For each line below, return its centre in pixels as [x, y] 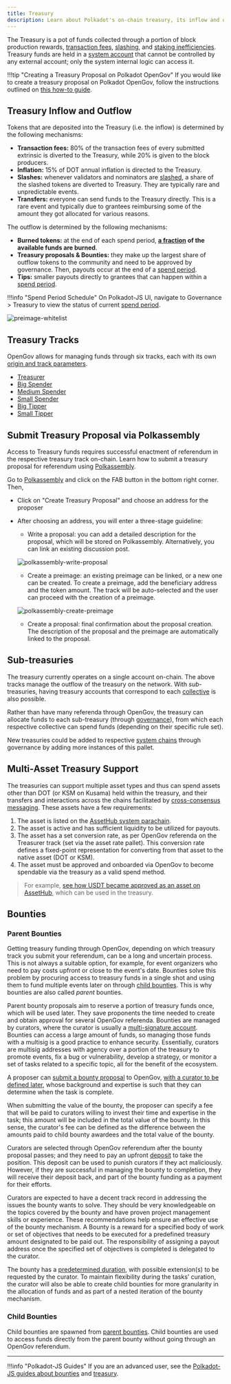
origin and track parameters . [47, 364]
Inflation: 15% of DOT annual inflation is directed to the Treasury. [109, 170]
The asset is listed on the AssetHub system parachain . [94, 821]
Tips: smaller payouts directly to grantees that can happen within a [112, 277]
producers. [33, 163]
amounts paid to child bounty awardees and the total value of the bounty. [111, 1134]
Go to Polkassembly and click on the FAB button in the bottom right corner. [113, 479]
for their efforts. [30, 1185]
